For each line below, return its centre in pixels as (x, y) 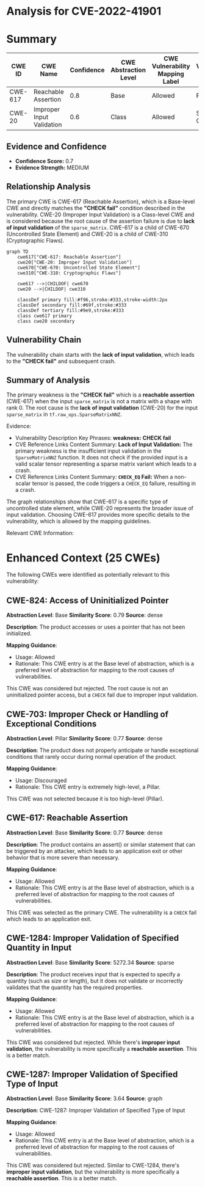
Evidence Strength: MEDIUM (52, 167)
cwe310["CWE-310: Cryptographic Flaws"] (69, 273)
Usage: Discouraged (41, 780)
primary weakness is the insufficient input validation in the (88, 451)
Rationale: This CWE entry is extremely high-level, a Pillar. (88, 787)
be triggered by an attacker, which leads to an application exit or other (95, 851)
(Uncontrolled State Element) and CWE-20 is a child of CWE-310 (88, 234)
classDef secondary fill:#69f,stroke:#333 (72, 305)
